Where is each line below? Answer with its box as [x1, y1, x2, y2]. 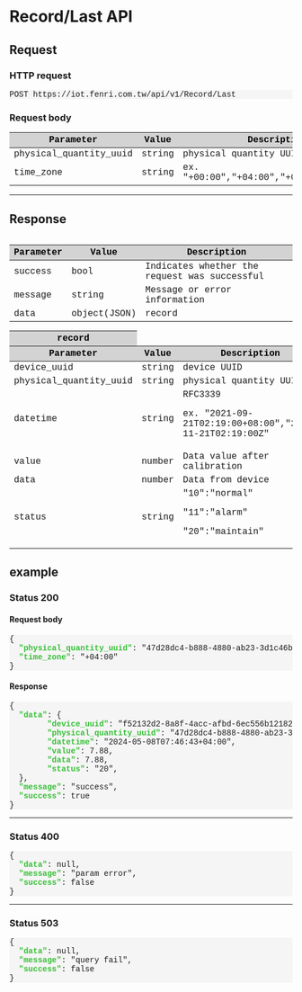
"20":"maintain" [182, 526, 264, 537]
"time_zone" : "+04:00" [18, 652, 119, 662]
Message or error [145, 284, 232, 296]
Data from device [182, 474, 270, 486]
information [145, 294, 205, 306]
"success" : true [18, 791, 90, 801]
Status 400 [9, 830, 60, 843]
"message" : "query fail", [18, 955, 133, 966]
